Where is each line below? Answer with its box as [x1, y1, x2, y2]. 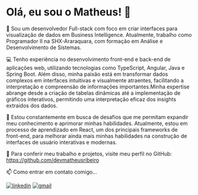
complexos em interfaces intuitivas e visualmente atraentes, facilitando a [6, 76, 184, 84]
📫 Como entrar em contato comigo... [6, 168, 98, 175]
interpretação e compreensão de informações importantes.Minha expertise [6, 83, 190, 90]
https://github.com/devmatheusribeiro [6, 156, 100, 164]
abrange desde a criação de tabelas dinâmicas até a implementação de [6, 89, 181, 97]
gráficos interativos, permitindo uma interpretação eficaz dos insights [6, 95, 177, 103]
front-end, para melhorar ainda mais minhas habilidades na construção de [6, 132, 187, 139]
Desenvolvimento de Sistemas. [6, 44, 82, 51]
